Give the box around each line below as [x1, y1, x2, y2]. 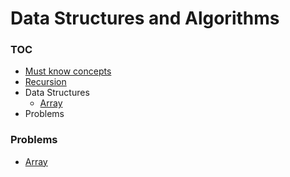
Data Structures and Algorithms [10, 7, 280, 30]
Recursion [24, 76, 67, 88]
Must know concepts [24, 65, 112, 77]
